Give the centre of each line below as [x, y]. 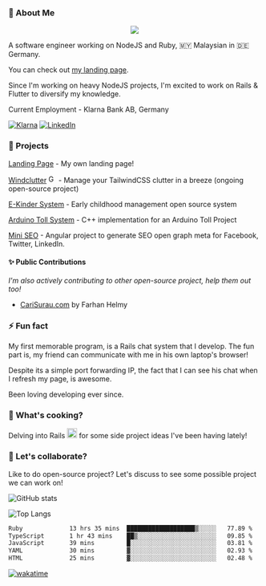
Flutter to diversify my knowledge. [65, 94]
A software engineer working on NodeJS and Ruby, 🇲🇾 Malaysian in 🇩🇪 [129, 45]
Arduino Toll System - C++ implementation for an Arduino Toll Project [123, 219]
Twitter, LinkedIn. [37, 243]
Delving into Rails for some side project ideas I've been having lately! [128, 436]
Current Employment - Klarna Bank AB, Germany [89, 110]
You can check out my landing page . [69, 70]
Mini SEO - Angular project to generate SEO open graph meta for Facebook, [133, 235]
